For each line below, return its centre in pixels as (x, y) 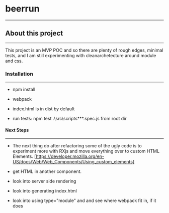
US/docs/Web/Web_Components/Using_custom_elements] (73, 162)
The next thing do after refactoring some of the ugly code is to (77, 146)
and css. (14, 61)
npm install (24, 89)
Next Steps (17, 130)
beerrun (22, 9)
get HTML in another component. (47, 171)
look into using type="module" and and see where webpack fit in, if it (84, 200)
